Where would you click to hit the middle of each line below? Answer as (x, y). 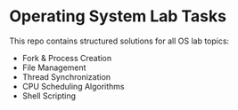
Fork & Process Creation (67, 58)
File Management (54, 67)
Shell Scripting (49, 96)
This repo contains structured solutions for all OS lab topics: (119, 41)
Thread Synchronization (66, 76)
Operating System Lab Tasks (118, 16)
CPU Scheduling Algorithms (73, 86)
